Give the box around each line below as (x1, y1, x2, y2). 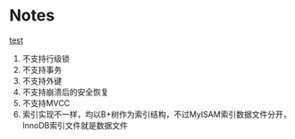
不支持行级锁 (21, 53, 70, 63)
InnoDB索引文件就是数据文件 (21, 119, 128, 130)
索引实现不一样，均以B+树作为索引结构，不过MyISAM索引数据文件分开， (21, 109, 291, 119)
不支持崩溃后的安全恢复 (21, 86, 109, 97)
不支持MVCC (21, 97, 71, 108)
